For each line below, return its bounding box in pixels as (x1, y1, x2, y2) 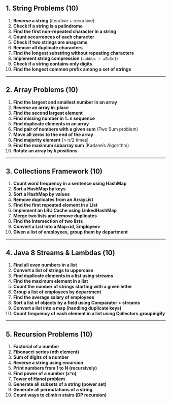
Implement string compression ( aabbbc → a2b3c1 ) (13, 55, 118, 61)
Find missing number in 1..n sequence (13, 115, 95, 121)
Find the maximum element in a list (13, 278, 88, 284)
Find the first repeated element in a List (13, 202, 98, 208)
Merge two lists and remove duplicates (13, 213, 97, 219)
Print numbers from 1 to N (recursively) (13, 365, 97, 371)
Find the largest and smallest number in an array (13, 99, 118, 105)
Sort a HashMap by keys (13, 186, 66, 192)
